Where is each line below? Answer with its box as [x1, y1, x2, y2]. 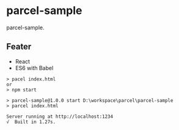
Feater [6, 42, 32, 52]
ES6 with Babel [15, 64, 54, 71]
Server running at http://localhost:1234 [6, 114, 114, 120]
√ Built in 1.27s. [6, 118, 56, 125]
